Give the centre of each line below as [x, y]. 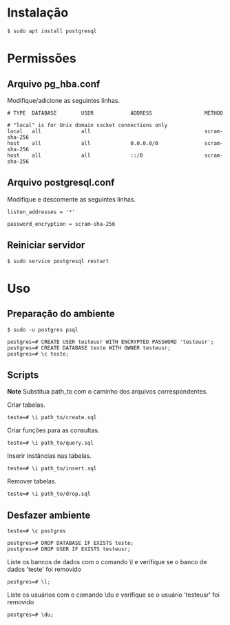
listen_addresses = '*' [41, 212]
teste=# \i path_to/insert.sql [52, 469]
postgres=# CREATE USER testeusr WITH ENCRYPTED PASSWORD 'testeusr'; [111, 342]
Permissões [42, 58]
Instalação [38, 13]
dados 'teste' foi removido [44, 569]
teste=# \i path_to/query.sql [51, 443]
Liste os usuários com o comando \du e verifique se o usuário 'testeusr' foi [114, 595]
